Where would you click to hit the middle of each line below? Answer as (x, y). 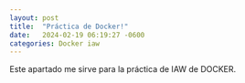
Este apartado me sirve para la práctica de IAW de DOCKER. (123, 69)
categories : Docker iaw (55, 43)
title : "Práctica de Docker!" (69, 26)
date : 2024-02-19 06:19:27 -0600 (77, 35)
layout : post (34, 18)
